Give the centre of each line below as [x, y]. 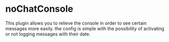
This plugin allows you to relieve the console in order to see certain [76, 23]
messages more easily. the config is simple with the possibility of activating [85, 28]
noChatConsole [39, 9]
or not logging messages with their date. [48, 34]
